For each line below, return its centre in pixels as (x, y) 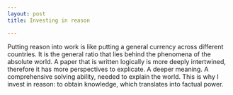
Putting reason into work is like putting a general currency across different (115, 46)
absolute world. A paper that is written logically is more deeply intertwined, (117, 61)
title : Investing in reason (49, 20)
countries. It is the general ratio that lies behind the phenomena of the (109, 54)
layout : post (27, 14)
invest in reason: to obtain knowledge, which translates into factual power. (115, 84)
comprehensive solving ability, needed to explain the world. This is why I (113, 76)
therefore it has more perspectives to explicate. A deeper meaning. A (108, 69)
